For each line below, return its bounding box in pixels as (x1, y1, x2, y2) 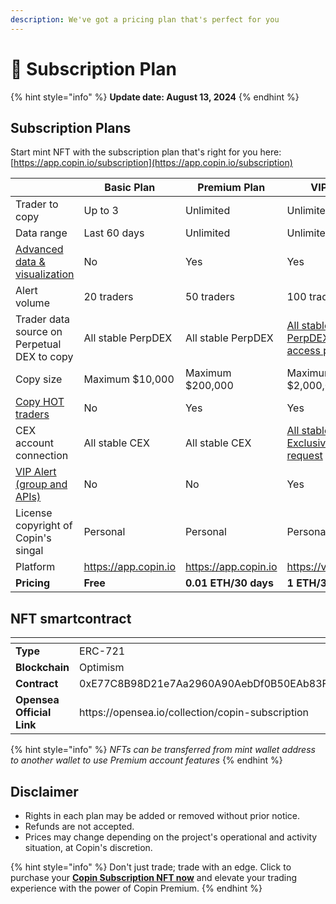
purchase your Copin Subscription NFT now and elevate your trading (10, 872, 298, 883)
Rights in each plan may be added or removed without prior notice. (24, 810, 301, 821)
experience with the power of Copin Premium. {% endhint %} (10, 882, 263, 894)
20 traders (83, 290, 134, 304)
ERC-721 (79, 644, 126, 658)
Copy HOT (15, 395, 65, 409)
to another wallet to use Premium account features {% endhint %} (10, 754, 283, 766)
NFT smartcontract (10, 610, 132, 627)
